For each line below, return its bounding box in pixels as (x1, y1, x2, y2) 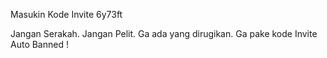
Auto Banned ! (10, 39, 69, 50)
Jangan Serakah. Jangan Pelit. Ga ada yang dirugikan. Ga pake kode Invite (10, 28, 318, 39)
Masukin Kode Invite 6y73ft (10, 9, 123, 20)
